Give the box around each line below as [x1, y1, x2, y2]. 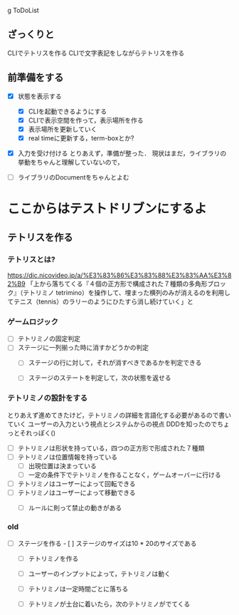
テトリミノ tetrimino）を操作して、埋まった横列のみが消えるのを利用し [22, 288, 231, 296]
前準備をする [7, 71, 64, 84]
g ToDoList [7, 6, 39, 14]
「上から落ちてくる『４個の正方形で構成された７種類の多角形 [27, 279, 208, 288]
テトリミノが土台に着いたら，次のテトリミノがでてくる [28, 599, 191, 608]
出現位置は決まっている [28, 461, 97, 470]
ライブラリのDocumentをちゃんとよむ [17, 173, 129, 181]
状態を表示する [17, 92, 62, 100]
